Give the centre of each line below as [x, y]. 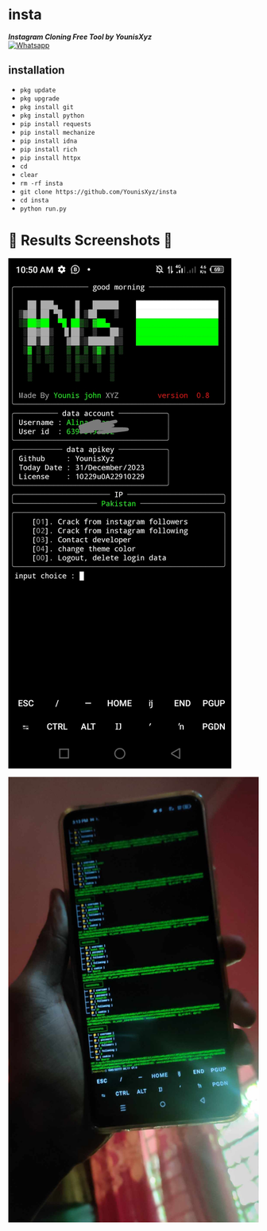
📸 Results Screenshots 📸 [91, 240]
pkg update [38, 90]
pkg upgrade [39, 98]
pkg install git [46, 107]
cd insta [34, 200]
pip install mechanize [57, 132]
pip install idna [48, 141]
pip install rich [48, 149]
